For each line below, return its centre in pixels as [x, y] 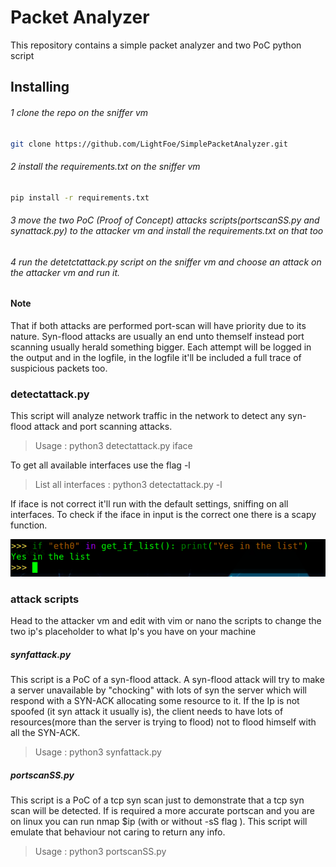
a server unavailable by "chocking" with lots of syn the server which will [158, 690]
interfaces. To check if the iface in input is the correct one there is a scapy [163, 515]
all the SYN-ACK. [45, 732]
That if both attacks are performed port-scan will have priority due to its [158, 325]
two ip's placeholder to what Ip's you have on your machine [133, 632]
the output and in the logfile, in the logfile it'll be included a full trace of [156, 357]
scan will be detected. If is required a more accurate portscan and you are [162, 810]
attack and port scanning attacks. [103, 427]
